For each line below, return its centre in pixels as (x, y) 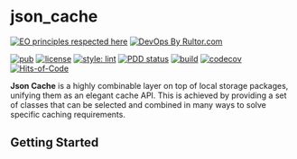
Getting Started (55, 142)
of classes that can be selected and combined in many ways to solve (139, 104)
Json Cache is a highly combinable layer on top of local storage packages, (149, 85)
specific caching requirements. (68, 114)
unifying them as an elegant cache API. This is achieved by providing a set (148, 95)
